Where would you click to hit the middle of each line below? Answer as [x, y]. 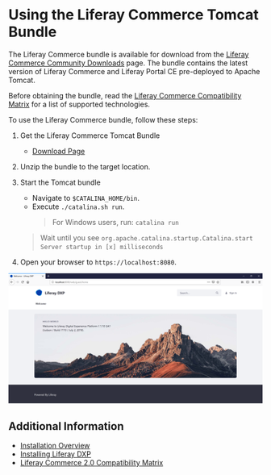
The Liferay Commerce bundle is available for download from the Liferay [129, 54]
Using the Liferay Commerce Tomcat [134, 15]
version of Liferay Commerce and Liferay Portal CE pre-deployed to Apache [134, 71]
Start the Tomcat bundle [60, 182]
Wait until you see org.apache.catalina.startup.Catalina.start [146, 237]
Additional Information [66, 426]
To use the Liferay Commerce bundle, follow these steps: [103, 119]
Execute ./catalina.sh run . [78, 206]
